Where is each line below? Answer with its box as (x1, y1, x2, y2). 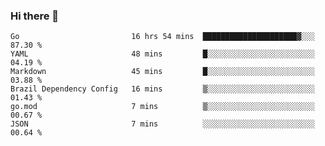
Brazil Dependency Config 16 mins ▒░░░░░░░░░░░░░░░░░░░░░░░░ (10, 84, 315, 94)
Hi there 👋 (10, 9, 60, 23)
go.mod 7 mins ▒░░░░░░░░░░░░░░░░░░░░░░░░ (10, 102, 315, 112)
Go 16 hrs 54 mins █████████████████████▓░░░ (10, 32, 315, 42)
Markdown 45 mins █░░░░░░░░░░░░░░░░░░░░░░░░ (10, 67, 315, 77)
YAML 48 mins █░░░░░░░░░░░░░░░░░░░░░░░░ (10, 49, 315, 59)
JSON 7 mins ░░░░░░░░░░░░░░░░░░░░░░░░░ (10, 119, 315, 129)
